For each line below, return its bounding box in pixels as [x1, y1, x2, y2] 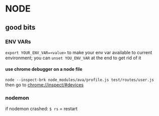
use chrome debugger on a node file [5, 66, 83, 72]
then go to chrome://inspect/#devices [5, 82, 84, 88]
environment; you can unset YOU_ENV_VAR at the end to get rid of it [5, 55, 141, 61]
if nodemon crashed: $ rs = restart [5, 106, 78, 112]
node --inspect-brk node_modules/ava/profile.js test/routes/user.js [5, 77, 154, 83]
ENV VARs [5, 38, 31, 45]
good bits [5, 23, 36, 32]
